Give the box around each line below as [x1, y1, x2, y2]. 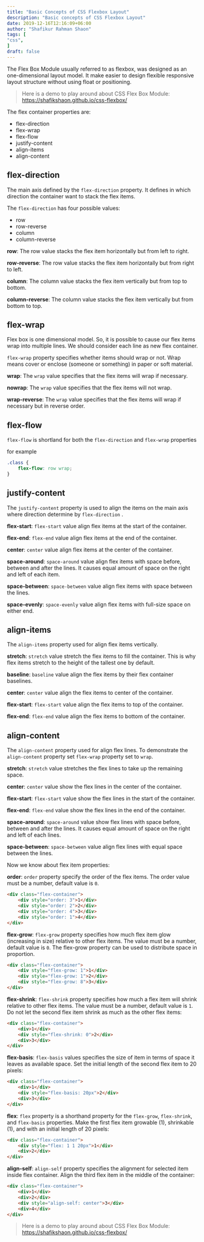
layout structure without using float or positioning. [7, 78, 132, 85]
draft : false [7, 49, 40, 55]
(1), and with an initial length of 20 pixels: [7, 1125, 109, 1132]
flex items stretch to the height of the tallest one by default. [7, 659, 155, 666]
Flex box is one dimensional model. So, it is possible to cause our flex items [7, 336, 196, 343]
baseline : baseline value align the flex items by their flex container [7, 671, 174, 679]
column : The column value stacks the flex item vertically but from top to [7, 277, 188, 285]
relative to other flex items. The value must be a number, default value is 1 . [7, 1002, 194, 1009]
